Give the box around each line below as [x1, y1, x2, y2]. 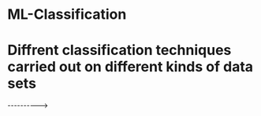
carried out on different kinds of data [7, 58, 254, 76]
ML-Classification [7, 5, 127, 24]
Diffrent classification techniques [7, 42, 232, 60]
